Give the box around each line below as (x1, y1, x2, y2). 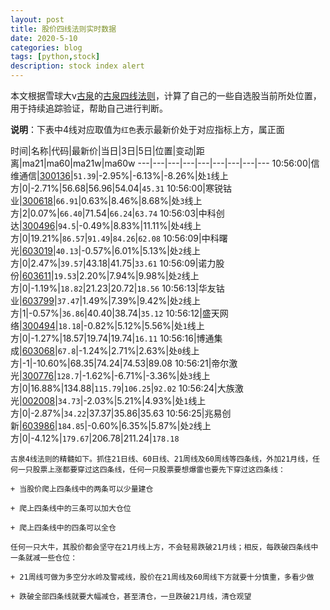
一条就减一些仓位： (10, 553, 78, 563)
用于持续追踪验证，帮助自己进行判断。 (10, 102, 168, 114)
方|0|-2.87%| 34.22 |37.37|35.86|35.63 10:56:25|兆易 (10, 407, 223, 419)
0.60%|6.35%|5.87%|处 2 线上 (91, 420, 212, 431)
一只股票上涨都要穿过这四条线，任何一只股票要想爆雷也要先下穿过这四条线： (17, 465, 286, 475)
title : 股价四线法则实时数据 (10, 24, 117, 34)
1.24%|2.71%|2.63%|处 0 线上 (82, 345, 200, 356)
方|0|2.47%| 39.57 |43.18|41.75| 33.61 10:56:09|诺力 (10, 257, 217, 269)
